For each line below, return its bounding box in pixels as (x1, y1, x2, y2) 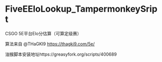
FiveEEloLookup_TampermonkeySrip (5, 3, 158, 15)
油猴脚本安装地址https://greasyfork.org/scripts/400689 (5, 51, 117, 57)
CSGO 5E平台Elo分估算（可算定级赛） (5, 30, 82, 36)
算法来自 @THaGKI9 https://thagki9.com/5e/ (5, 41, 95, 47)
